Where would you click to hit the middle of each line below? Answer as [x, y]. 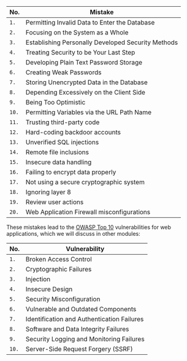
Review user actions [55, 202]
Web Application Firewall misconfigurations [88, 212]
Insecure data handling [59, 162]
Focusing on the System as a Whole [77, 32]
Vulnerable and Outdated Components [81, 309]
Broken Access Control [59, 259]
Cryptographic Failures [59, 269]
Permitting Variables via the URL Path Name [89, 112]
